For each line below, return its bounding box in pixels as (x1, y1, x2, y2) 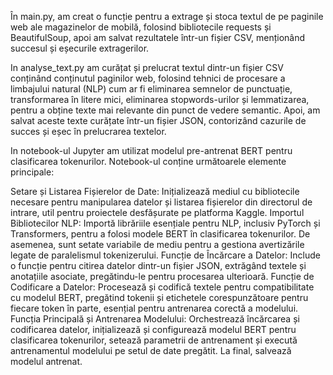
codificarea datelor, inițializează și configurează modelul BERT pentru (10, 324, 297, 335)
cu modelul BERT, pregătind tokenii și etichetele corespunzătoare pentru (10, 292, 309, 303)
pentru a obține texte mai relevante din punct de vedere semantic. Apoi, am (10, 104, 321, 116)
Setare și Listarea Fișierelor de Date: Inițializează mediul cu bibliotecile (10, 186, 300, 197)
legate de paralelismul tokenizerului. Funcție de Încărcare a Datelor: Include (10, 249, 321, 261)
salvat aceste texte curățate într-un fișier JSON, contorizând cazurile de (10, 115, 307, 126)
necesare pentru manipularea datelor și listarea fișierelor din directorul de (10, 196, 313, 208)
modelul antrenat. (10, 356, 83, 367)
